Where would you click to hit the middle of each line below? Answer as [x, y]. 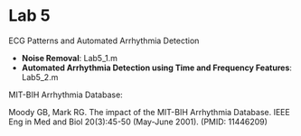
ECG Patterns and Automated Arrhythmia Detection [104, 41]
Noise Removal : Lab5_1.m [70, 58]
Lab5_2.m [40, 77]
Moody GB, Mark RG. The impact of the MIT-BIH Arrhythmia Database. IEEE [149, 112]
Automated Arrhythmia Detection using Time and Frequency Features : [157, 68]
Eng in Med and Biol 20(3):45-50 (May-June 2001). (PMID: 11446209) [138, 122]
